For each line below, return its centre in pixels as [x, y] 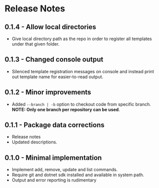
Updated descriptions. [34, 142]
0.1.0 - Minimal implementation [53, 158]
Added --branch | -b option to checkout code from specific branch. [81, 104]
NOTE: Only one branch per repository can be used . [66, 109]
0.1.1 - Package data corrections [55, 125]
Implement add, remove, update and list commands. [65, 170]
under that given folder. [36, 44]
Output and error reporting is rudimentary [54, 180]
